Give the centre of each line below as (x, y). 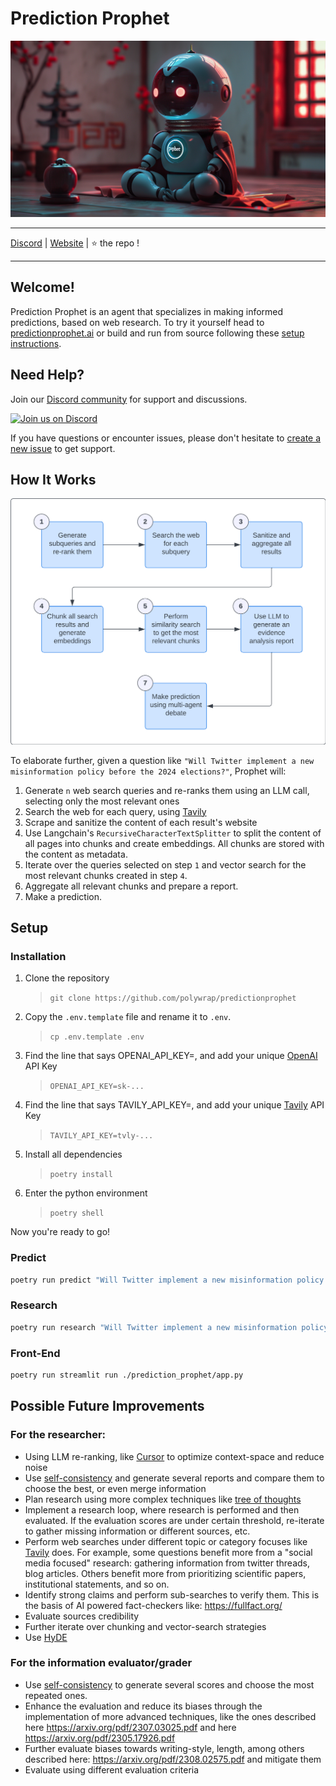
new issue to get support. (63, 448)
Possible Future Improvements (107, 1406)
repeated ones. (56, 1695)
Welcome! (42, 287)
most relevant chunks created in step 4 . (106, 875)
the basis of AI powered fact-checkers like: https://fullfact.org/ (153, 1605)
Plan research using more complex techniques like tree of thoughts (163, 1499)
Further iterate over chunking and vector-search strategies (145, 1626)
